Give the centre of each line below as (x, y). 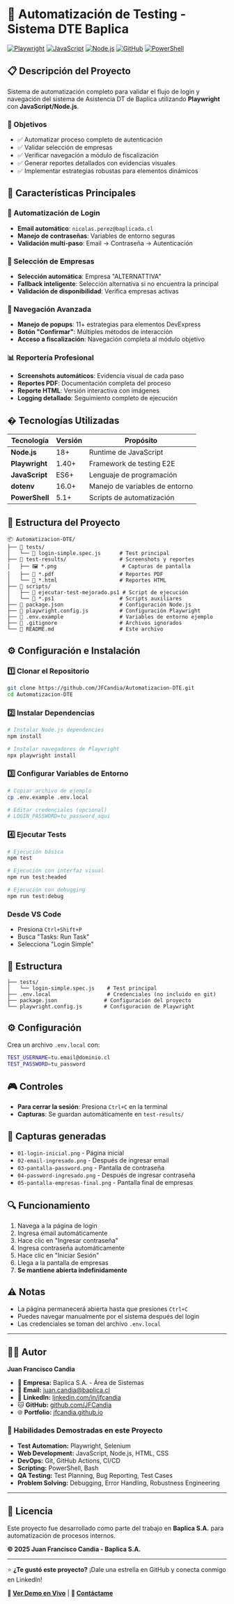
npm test (20, 858)
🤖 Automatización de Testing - (97, 14)
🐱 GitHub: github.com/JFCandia (64, 1405)
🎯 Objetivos (27, 124)
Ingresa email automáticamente (62, 1233)
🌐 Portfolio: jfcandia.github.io (60, 1412)
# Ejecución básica (36, 852)
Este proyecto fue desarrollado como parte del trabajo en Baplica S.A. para (116, 1528)
